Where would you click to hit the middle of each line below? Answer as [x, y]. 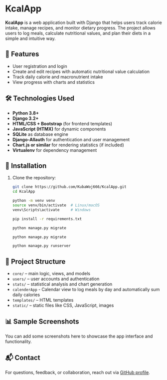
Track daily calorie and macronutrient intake [58, 77]
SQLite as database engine [40, 134]
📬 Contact [23, 358]
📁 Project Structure [35, 261]
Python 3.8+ [25, 113]
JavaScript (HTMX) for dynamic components [59, 129]
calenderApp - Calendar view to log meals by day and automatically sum [86, 290]
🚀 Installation [26, 166]
